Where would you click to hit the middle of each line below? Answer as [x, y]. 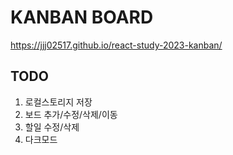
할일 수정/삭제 [52, 127]
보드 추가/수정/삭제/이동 [71, 114]
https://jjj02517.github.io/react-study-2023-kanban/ [116, 45]
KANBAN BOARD [82, 17]
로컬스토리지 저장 [58, 102]
